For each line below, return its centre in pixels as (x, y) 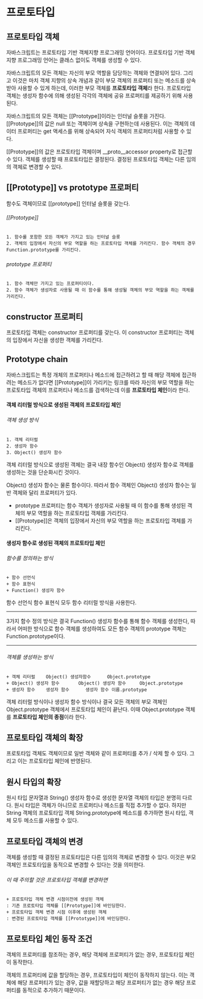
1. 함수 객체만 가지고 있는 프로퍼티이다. (50, 284)
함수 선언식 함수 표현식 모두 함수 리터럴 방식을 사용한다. (72, 603)
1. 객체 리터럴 (22, 439)
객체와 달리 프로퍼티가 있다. (45, 492)
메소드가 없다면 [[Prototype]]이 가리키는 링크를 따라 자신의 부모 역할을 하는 (106, 382)
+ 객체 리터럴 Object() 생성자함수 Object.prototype (79, 677)
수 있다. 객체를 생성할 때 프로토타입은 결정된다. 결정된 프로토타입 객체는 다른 (96, 159)
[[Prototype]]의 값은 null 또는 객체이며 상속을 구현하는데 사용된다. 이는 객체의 (98, 124)
